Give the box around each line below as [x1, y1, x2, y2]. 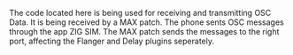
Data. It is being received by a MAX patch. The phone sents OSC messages [9, 17, 285, 27]
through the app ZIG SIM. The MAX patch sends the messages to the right [9, 27, 280, 36]
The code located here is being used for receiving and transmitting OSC [9, 8, 272, 18]
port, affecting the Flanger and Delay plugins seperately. [9, 35, 215, 46]
